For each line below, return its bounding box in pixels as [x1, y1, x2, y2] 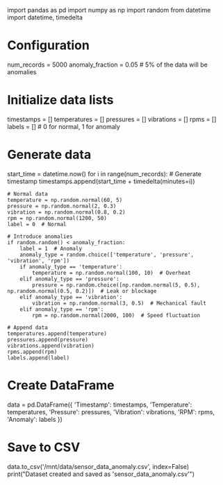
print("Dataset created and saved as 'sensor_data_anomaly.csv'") [7, 470, 195, 478]
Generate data [7, 147, 92, 162]
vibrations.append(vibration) [7, 342, 95, 349]
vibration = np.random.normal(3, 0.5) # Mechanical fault [32, 300, 207, 307]
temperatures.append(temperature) [7, 330, 108, 337]
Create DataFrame [7, 377, 115, 393]
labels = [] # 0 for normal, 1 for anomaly [7, 122, 120, 130]
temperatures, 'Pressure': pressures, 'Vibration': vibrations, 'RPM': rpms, [7, 407, 215, 416]
